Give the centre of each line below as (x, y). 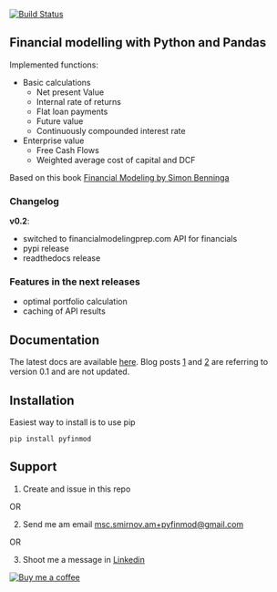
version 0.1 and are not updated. (70, 372)
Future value (60, 121)
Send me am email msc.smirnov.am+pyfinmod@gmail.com (133, 524)
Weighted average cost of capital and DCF (116, 160)
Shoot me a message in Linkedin (84, 559)
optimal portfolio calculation (75, 302)
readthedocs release (62, 258)
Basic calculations (56, 82)
